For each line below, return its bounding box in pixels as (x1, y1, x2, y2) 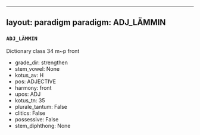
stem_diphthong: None (14, 122, 71, 129)
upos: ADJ (14, 90, 41, 98)
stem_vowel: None (14, 65, 60, 72)
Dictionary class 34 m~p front (6, 47, 80, 54)
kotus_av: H (14, 71, 44, 79)
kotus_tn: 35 (14, 96, 45, 104)
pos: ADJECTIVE (14, 78, 57, 85)
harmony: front (14, 84, 52, 91)
